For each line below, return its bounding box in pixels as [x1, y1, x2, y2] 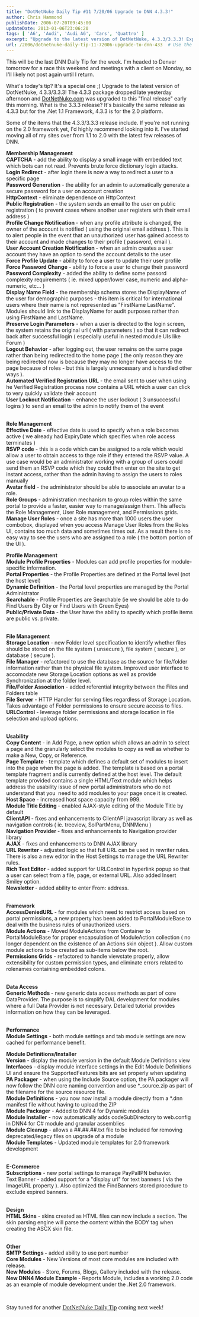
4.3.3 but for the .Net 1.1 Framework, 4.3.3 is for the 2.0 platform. [6, 108, 163, 115]
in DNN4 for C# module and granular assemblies [6, 1120, 125, 1127]
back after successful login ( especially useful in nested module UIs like [6, 332, 181, 340]
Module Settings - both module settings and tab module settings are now [6, 1032, 186, 1039]
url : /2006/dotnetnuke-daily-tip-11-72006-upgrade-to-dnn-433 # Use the [6, 42, 192, 48]
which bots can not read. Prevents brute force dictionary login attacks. [6, 162, 178, 169]
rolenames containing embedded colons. [6, 965, 106, 972]
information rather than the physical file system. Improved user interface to [6, 664, 190, 671]
